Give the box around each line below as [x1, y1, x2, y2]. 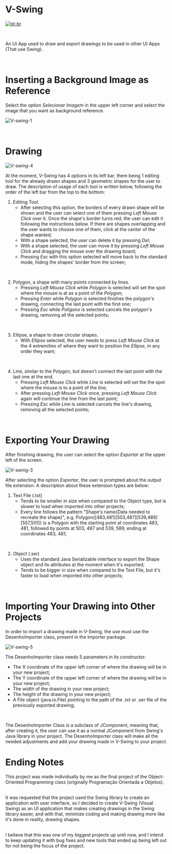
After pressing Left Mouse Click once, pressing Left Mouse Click [20, 390, 157, 396]
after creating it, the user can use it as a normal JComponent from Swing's [5, 727, 163, 734]
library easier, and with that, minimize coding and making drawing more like [5, 811, 165, 817]
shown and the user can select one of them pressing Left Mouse [20, 210, 157, 216]
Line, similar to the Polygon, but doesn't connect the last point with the [12, 368, 163, 374]
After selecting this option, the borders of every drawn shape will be [20, 204, 165, 211]
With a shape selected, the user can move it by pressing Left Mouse [20, 242, 164, 249]
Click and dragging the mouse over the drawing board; [20, 248, 137, 254]
